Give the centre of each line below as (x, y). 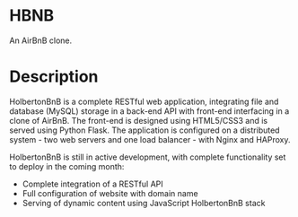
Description (54, 77)
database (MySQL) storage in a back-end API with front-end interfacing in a (149, 111)
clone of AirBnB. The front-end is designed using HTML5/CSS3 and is (139, 120)
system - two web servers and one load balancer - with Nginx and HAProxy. (150, 139)
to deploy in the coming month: (67, 166)
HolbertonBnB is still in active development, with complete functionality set (148, 157)
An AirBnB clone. (41, 40)
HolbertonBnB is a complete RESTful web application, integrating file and (144, 101)
